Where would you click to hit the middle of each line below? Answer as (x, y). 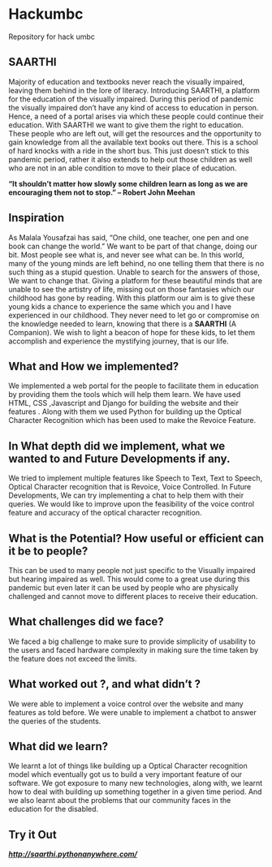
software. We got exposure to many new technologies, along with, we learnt (136, 783)
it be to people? (48, 551)
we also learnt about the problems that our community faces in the (120, 800)
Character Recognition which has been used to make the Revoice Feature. (132, 421)
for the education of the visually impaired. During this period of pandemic (131, 99)
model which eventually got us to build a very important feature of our (125, 774)
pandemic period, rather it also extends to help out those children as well (130, 159)
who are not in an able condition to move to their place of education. (123, 168)
